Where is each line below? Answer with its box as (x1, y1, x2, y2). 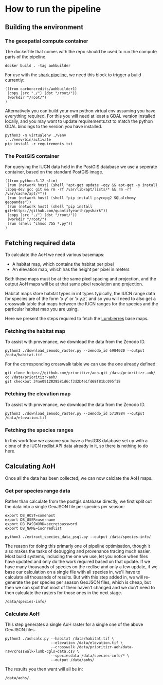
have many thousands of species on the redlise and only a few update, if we (5, 563, 158, 570)
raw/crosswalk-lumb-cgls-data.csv (5, 649, 75, 654)
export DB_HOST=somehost (5, 513, 55, 518)
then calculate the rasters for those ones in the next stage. (5, 590, 123, 596)
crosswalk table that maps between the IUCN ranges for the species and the (5, 300, 158, 306)
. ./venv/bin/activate (5, 137, 51, 142)
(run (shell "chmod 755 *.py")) (7, 221, 73, 226)
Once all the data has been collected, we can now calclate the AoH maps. (5, 475, 153, 481)
